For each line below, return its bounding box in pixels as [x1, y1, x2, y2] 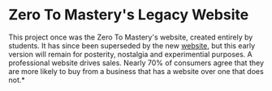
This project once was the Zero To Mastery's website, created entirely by [8, 32, 253, 42]
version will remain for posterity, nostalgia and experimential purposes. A [8, 49, 253, 59]
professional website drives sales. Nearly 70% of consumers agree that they [8, 58, 264, 68]
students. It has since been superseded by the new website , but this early [8, 40, 256, 50]
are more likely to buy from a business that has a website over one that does [8, 66, 264, 76]
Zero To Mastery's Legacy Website [8, 6, 249, 24]
